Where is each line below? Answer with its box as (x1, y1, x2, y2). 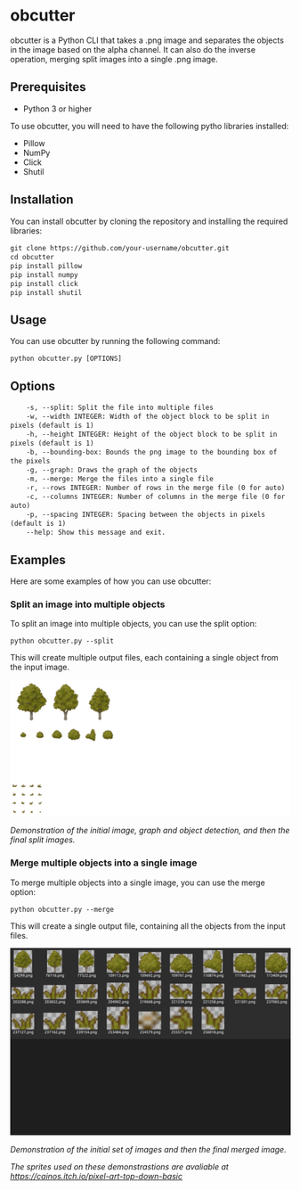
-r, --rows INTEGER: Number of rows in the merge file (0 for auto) (26, 483, 286, 493)
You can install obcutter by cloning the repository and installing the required (10, 216, 288, 226)
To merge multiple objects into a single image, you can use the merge (10, 877, 265, 888)
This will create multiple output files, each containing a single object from (10, 652, 279, 663)
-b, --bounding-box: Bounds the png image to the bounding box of (26, 447, 278, 457)
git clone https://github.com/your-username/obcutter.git (10, 243, 230, 252)
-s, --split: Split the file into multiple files (26, 403, 215, 413)
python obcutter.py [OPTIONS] (10, 354, 123, 364)
